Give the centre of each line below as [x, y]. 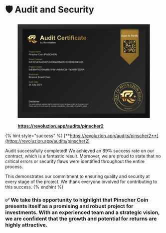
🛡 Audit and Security [50, 10]
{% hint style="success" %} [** [38, 136]
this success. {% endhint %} [34, 187]
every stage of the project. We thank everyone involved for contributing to [81, 181]
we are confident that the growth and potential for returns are [81, 218]
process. [14, 166]
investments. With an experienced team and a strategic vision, [83, 212]
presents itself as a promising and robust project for [69, 206]
